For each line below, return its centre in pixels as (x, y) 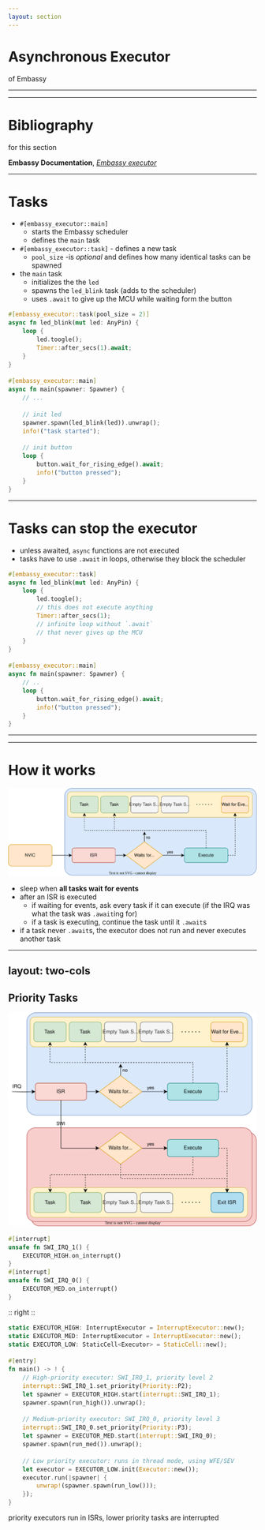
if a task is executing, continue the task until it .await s (119, 922)
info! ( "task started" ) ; (62, 431)
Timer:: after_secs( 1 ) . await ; (84, 347)
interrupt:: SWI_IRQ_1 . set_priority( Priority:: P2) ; (107, 1386)
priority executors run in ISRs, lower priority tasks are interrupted (114, 1518)
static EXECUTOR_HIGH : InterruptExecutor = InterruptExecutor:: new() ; (127, 1327)
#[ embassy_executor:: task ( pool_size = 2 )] (79, 315)
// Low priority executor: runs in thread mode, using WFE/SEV (129, 1461)
